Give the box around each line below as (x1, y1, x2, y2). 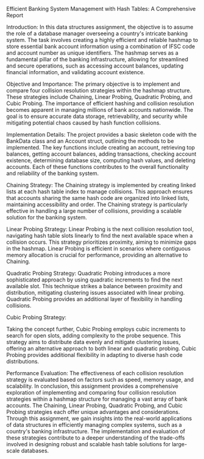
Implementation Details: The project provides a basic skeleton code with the (6, 131, 197, 138)
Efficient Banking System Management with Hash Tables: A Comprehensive (6, 5, 196, 12)
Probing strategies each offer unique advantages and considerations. (6, 409, 180, 415)
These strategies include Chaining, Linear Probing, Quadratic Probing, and (6, 94, 193, 100)
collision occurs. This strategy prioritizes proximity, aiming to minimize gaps (6, 238, 197, 246)
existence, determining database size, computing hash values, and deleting (6, 157, 196, 164)
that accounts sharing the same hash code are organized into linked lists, (6, 195, 190, 201)
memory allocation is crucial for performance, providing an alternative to (6, 252, 188, 258)
